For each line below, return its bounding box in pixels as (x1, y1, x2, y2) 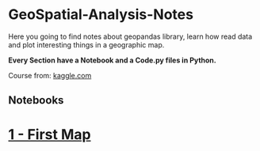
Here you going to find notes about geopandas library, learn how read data (8, 32, 253, 41)
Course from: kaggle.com (8, 70, 92, 80)
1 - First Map (8, 125, 91, 143)
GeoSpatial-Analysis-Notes (8, 6, 194, 24)
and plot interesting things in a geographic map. (8, 40, 165, 49)
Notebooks (8, 93, 64, 108)
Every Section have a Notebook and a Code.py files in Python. (8, 55, 216, 65)
